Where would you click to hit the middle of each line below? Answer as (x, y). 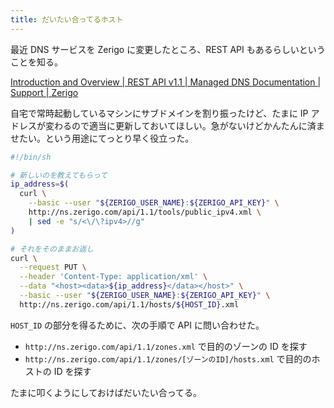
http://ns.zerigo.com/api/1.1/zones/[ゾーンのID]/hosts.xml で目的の (168, 358)
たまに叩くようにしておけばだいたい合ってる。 (106, 392)
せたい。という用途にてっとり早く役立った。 (102, 138)
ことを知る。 (36, 62)
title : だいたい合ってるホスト (67, 19)
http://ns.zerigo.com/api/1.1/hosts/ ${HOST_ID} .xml (129, 304)
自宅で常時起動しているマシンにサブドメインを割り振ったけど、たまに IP (159, 113)
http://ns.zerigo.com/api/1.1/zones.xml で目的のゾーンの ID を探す (166, 346)
